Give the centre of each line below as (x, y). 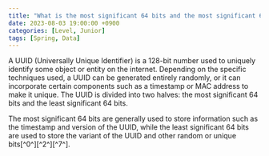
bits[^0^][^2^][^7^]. (39, 144)
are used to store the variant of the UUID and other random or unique (122, 136)
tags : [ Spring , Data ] (44, 38)
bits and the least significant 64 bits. (68, 103)
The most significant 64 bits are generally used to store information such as (133, 119)
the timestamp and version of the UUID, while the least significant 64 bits (129, 127)
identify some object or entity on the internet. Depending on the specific (127, 70)
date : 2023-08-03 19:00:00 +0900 (64, 23)
